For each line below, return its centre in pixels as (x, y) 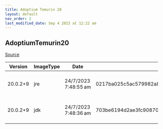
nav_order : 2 (18, 18)
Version (18, 67)
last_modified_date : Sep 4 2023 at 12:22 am (51, 23)
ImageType (47, 67)
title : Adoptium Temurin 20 (33, 9)
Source (12, 55)
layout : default (21, 14)
